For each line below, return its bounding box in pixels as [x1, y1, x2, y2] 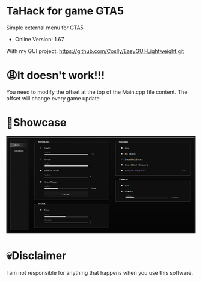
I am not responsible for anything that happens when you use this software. [6, 269, 194, 276]
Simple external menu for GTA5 [6, 24, 84, 31]
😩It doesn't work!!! [6, 69, 105, 82]
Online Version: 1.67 [14, 35, 64, 43]
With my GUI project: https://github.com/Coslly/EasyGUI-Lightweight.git [6, 47, 185, 55]
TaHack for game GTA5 [6, 4, 124, 18]
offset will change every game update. [6, 94, 102, 102]
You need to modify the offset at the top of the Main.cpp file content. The [6, 88, 188, 96]
